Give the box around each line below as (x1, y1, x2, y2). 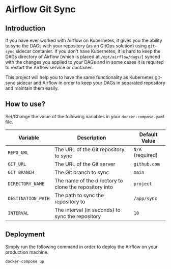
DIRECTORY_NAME (8, 181, 45, 186)
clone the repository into (54, 183, 113, 191)
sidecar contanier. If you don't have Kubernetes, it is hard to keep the (15, 48, 161, 54)
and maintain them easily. (5, 85, 59, 91)
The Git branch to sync (54, 169, 109, 176)
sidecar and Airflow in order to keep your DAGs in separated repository (16, 80, 165, 86)
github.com (133, 161, 160, 167)
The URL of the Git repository (54, 146, 125, 153)
